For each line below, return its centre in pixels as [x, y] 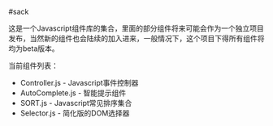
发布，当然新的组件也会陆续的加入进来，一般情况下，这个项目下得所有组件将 [136, 38]
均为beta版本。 [34, 48]
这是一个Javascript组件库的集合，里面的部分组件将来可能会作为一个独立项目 [136, 28]
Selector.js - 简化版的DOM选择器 [75, 113]
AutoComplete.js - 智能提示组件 [73, 93]
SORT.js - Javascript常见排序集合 [76, 103]
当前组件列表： [33, 65]
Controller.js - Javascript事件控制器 [79, 83]
